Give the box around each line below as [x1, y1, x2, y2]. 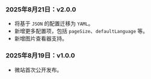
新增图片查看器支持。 [14, 35, 67, 42]
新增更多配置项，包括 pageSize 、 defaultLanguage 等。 [14, 28, 149, 35]
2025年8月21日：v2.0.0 [5, 5, 76, 13]
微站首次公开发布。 [14, 66, 63, 73]
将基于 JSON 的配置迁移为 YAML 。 [14, 20, 94, 28]
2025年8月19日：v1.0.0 [5, 51, 75, 60]
